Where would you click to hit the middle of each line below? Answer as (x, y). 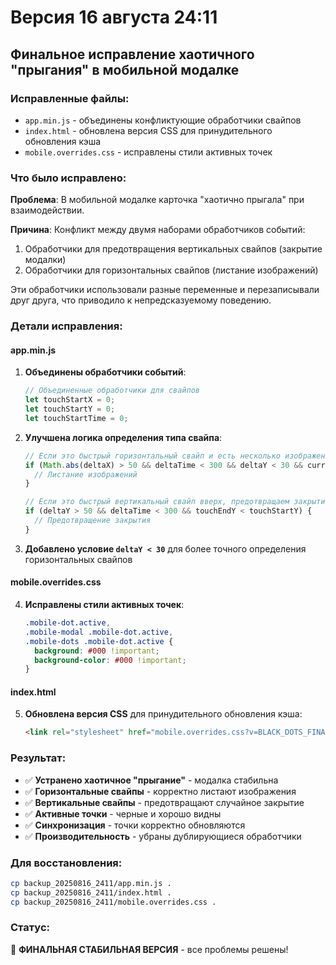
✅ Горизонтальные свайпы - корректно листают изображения (160, 791)
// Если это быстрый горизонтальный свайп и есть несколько (152, 456)
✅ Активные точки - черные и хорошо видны (123, 813)
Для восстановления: (66, 863)
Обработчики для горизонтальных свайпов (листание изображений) (171, 270)
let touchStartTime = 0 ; (76, 418)
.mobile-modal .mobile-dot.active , (99, 632)
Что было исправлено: (68, 178)
